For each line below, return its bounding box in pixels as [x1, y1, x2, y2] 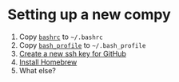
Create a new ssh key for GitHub [18, 49, 127, 58]
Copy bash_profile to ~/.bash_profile [18, 40, 146, 49]
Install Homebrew [18, 57, 78, 67]
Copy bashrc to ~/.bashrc [18, 32, 103, 41]
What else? [18, 65, 57, 75]
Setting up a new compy [7, 6, 171, 24]
